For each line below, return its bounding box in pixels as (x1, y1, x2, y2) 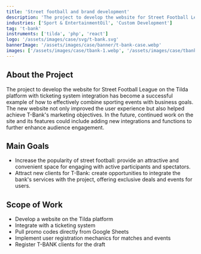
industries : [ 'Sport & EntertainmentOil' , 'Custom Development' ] (6, 20, 172, 26)
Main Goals (6, 141, 49, 151)
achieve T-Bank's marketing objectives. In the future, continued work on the (6, 111, 194, 118)
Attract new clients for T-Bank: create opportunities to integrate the (14, 170, 181, 177)
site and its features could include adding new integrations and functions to (6, 117, 192, 124)
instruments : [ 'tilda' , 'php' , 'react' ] (6, 31, 109, 37)
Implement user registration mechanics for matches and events (14, 234, 171, 242)
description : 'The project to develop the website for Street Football (6, 14, 188, 20)
